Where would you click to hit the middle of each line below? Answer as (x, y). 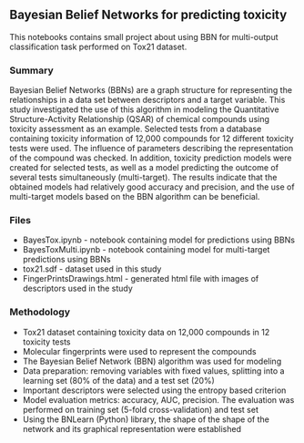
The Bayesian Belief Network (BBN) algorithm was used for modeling (152, 361)
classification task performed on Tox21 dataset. (98, 46)
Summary (32, 70)
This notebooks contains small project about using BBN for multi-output (144, 36)
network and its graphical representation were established (132, 428)
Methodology (40, 312)
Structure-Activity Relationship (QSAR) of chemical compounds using (140, 119)
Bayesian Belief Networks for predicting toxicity (148, 15)
